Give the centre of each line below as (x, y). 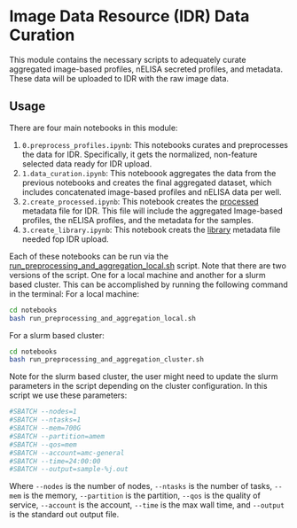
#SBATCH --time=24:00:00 (55, 461)
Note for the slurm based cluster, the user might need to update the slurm (144, 377)
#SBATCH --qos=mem (43, 445)
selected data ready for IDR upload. (87, 163)
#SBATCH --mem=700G (45, 428)
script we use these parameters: (68, 395)
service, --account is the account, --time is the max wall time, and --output (147, 505)
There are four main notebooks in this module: (94, 128)
